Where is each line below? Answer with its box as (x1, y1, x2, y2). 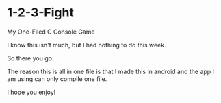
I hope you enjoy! (7, 88, 56, 96)
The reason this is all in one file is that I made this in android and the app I (7, 67, 214, 76)
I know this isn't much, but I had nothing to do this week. (7, 41, 166, 49)
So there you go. (7, 54, 54, 62)
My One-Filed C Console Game (7, 27, 95, 36)
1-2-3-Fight (7, 5, 74, 21)
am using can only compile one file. (7, 74, 107, 83)
